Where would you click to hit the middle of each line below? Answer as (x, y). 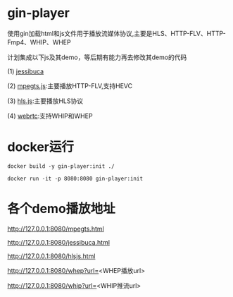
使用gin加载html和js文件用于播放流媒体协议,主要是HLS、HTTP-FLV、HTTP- (117, 33)
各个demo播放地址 (62, 209)
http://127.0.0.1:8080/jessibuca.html (59, 242)
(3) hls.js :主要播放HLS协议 (45, 101)
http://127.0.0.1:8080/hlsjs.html (51, 256)
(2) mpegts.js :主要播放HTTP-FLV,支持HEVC (70, 85)
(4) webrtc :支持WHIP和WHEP (50, 116)
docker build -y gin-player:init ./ (61, 166)
